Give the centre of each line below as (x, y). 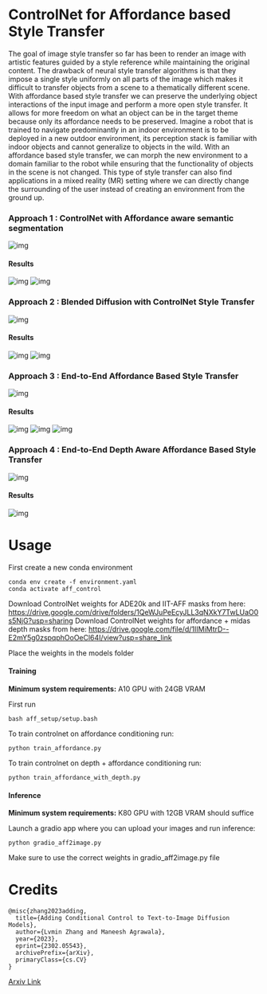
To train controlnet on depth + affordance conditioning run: (105, 763)
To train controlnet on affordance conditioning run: (91, 734)
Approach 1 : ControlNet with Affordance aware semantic (121, 218)
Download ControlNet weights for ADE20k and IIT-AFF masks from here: (127, 604)
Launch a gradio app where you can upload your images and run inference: (132, 828)
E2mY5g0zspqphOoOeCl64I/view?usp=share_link (90, 637)
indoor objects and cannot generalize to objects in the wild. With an (119, 147)
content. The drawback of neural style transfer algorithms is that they (122, 70)
